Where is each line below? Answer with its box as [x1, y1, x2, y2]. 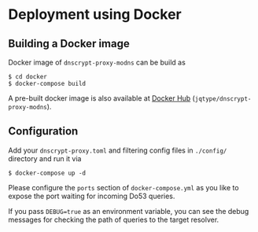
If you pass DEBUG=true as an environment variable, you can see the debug [8, 206, 249, 215]
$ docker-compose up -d [8, 169, 87, 177]
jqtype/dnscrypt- [194, 95, 252, 103]
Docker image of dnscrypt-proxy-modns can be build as [8, 57, 186, 67]
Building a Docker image [8, 37, 130, 50]
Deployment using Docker [8, 6, 182, 24]
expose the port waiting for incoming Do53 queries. [8, 191, 175, 201]
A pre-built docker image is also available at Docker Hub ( [8, 94, 195, 103]
